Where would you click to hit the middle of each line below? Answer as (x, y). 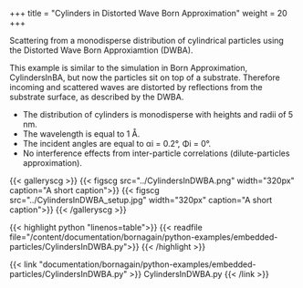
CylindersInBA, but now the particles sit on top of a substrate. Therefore (145, 77)
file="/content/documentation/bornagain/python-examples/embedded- (144, 237)
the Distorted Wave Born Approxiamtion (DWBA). (101, 50)
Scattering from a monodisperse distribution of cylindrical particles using (147, 41)
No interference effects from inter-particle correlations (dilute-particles (156, 153)
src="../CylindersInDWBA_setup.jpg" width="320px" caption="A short (141, 200)
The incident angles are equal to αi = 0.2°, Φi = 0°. (117, 144)
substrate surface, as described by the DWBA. (97, 97)
